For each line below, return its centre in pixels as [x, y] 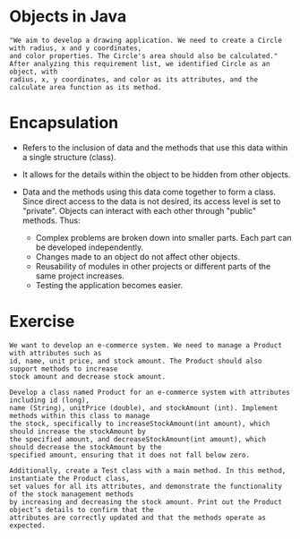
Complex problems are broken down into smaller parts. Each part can [164, 237]
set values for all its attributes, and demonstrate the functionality [146, 486]
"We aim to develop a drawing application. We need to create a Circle [146, 40]
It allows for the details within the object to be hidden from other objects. [156, 174]
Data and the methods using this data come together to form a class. [149, 192]
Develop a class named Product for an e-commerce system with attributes [150, 392]
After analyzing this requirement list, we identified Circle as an [140, 64]
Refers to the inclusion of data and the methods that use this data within [155, 147]
